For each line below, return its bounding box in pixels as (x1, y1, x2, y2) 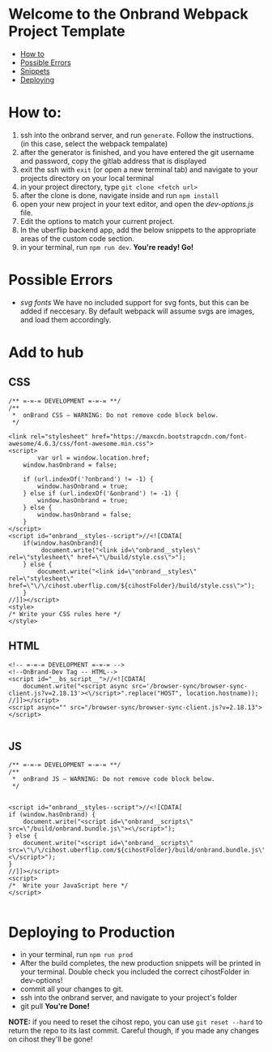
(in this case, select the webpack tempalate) (19, 139, 168, 149)
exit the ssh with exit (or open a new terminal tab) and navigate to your (19, 164, 258, 175)
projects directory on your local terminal (19, 173, 154, 183)
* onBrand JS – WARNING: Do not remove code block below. (11, 775, 216, 783)
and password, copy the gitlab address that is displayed (19, 156, 206, 166)
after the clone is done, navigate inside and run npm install (19, 190, 219, 200)
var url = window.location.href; (37, 454, 151, 462)
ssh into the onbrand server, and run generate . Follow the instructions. (19, 130, 254, 140)
